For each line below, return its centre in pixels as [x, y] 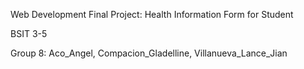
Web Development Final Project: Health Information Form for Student [152, 14]
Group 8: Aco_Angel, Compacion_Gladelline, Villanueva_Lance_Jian [149, 53]
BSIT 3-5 [29, 33]
